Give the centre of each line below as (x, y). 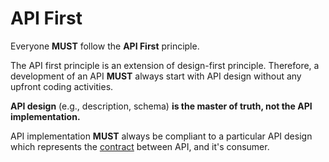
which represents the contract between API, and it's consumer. (140, 146)
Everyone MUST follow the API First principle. (105, 46)
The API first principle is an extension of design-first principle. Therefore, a (165, 65)
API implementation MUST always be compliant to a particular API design (161, 136)
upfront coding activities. (62, 86)
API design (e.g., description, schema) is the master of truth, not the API (161, 106)
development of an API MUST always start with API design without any (156, 76)
